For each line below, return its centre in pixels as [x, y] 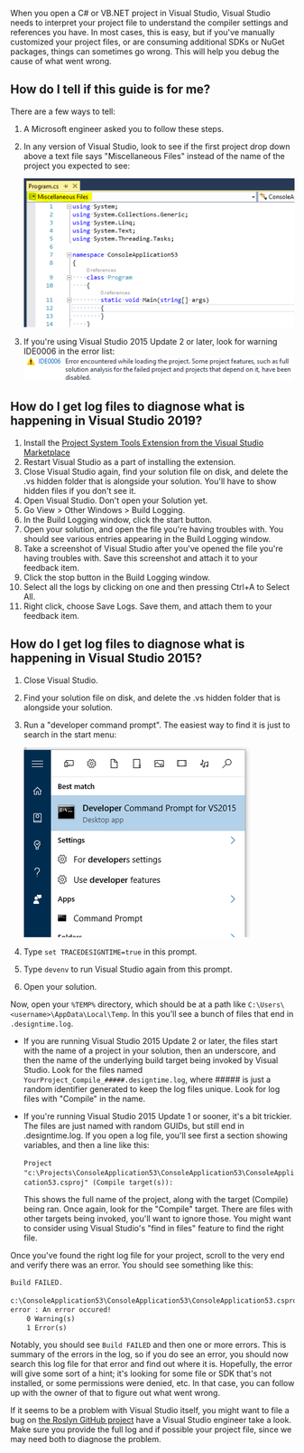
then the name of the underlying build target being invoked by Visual [151, 1060]
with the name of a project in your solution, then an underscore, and [149, 1050]
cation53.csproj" [56, 1182]
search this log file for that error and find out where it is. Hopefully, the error [151, 1363]
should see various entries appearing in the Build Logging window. [147, 538]
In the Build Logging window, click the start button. [118, 519]
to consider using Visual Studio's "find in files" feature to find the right [153, 1228]
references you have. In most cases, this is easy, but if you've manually [143, 32]
